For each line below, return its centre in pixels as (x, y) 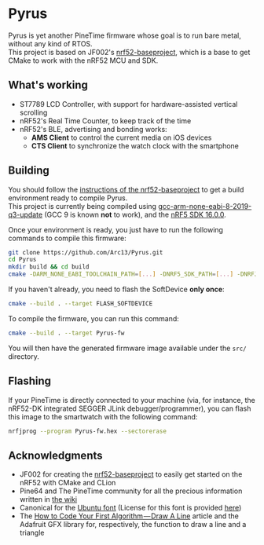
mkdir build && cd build (49, 267)
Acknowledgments (56, 455)
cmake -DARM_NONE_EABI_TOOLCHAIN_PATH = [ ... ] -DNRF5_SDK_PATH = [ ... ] (121, 274)
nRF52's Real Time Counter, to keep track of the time (105, 121)
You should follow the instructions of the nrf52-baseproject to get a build (126, 189)
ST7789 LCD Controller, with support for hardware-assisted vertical (128, 104)
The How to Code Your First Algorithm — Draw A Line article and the (129, 516)
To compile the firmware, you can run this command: (93, 318)
